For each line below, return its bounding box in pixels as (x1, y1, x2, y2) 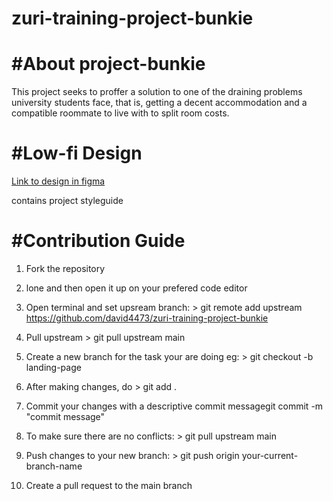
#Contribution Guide (11, 230, 186, 252)
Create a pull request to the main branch (25, 480, 193, 491)
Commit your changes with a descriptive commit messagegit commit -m (25, 400, 324, 412)
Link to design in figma (11, 175, 106, 187)
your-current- (241, 450, 299, 461)
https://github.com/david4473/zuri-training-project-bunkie (25, 312, 269, 324)
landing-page (25, 362, 82, 373)
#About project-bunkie (11, 53, 206, 76)
